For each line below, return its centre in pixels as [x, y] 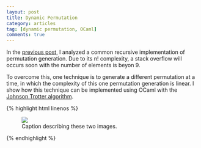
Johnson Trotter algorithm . [40, 97]
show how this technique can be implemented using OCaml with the [92, 90]
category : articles [31, 23]
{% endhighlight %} [31, 138]
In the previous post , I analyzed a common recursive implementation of [96, 52]
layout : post [23, 12]
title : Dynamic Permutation [42, 18]
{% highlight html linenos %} [42, 108]
